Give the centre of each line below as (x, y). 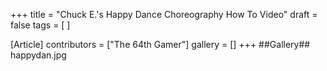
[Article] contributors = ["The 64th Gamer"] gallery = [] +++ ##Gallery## (160, 44)
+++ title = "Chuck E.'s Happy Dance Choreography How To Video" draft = (164, 14)
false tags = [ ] (40, 25)
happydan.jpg (38, 55)
